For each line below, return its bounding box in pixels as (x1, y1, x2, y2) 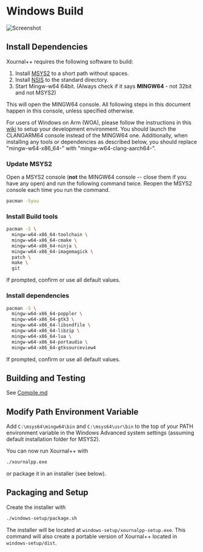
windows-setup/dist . (6, 539, 57, 546)
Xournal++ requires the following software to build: (6, 57, 133, 65)
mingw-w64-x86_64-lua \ (12, 333, 72, 340)
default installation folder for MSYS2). (6, 436, 101, 443)
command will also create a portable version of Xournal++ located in (6, 533, 178, 540)
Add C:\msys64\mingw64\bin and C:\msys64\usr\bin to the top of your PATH (6, 422, 194, 430)
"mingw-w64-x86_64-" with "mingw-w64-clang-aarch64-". (6, 144, 156, 152)
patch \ (12, 254, 32, 260)
